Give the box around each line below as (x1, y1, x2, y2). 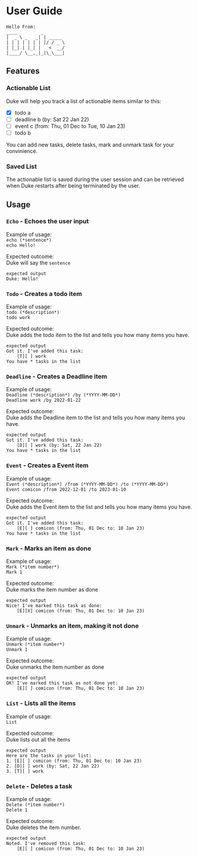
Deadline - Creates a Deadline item (6, 372, 108, 381)
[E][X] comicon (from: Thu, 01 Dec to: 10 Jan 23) (17, 608, 145, 614)
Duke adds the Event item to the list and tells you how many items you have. (6, 503, 192, 510)
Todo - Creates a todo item (6, 289, 82, 298)
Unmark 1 (6, 647, 28, 653)
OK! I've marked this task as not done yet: (6, 680, 118, 686)
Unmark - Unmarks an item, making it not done (6, 621, 139, 629)
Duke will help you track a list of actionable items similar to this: (6, 97, 162, 105)
